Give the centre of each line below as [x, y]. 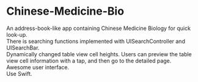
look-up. [17, 34]
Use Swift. [19, 73]
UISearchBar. [23, 48]
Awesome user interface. [38, 67]
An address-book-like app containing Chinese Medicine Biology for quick [99, 28]
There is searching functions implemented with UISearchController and [96, 41]
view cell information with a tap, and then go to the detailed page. [89, 61]
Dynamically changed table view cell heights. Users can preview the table [99, 54]
